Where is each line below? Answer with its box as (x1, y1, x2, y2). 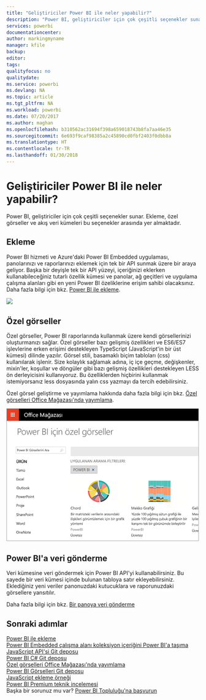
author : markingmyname (6, 36, 64, 42)
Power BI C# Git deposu (6, 655, 67, 662)
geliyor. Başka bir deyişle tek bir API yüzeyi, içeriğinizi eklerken (6, 266, 166, 273)
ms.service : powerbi (6, 81, 59, 87)
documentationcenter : (6, 29, 62, 36)
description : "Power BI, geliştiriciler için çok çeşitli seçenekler (6, 16, 188, 23)
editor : (6, 55, 26, 61)
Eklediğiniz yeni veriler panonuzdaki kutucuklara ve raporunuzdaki (6, 582, 174, 590)
